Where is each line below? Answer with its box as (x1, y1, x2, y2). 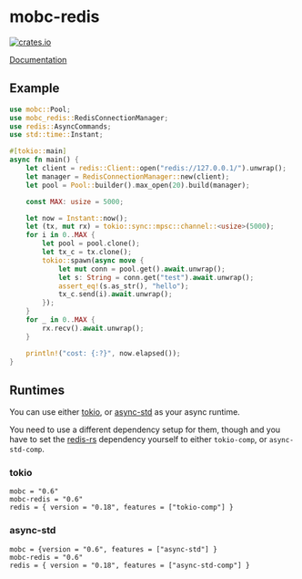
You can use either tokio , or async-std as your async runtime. (9, 407, 241, 418)
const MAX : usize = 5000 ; (25, 197, 125, 206)
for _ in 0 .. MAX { (25, 315, 96, 325)
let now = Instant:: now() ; (25, 213, 128, 222)
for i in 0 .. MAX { (25, 231, 96, 240)
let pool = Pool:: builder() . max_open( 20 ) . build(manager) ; (25, 181, 250, 190)
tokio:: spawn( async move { (42, 255, 145, 265)
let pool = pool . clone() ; (42, 239, 141, 248)
